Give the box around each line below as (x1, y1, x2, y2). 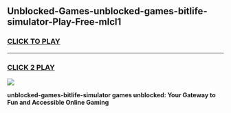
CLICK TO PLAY (7, 37, 60, 47)
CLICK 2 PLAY (7, 62, 55, 72)
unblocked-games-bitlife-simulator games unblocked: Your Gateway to (7, 90, 216, 99)
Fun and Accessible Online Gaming (7, 98, 109, 106)
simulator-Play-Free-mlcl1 (7, 16, 122, 28)
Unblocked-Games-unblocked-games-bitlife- (7, 5, 208, 17)
